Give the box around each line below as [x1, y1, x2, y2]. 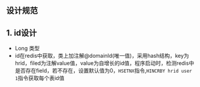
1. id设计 [6, 27, 37, 38]
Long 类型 [14, 45, 40, 52]
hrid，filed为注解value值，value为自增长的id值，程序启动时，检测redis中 [14, 60, 195, 67]
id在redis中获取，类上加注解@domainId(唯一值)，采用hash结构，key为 [14, 52, 190, 60]
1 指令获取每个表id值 [14, 74, 65, 82]
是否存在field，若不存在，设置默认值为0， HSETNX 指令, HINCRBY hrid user [14, 67, 193, 74]
